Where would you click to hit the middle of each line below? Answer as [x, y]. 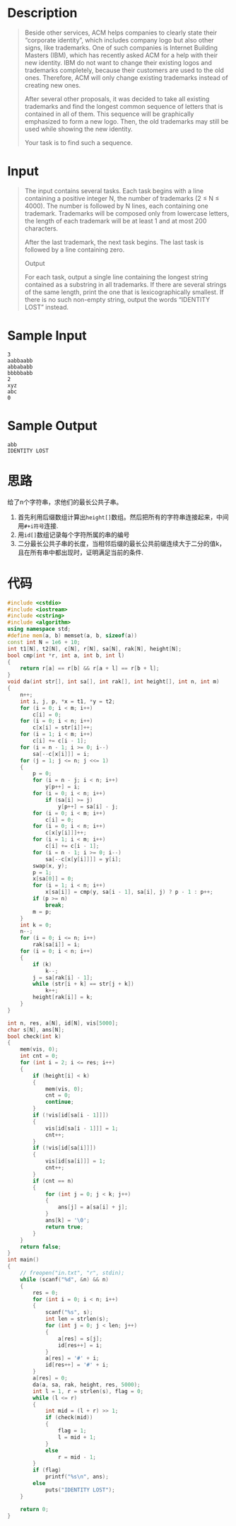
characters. [41, 228]
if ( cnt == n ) [53, 1181]
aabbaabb [20, 361]
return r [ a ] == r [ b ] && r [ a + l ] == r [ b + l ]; [90, 669]
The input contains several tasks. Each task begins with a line [114, 191]
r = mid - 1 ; [77, 1457]
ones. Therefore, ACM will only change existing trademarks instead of [126, 77]
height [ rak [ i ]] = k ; [63, 997]
